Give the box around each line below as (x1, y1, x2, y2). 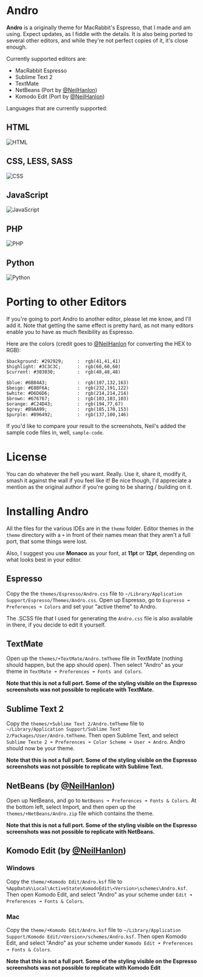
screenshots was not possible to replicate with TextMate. (6, 686, 154, 694)
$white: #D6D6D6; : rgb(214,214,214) (6, 390, 129, 396)
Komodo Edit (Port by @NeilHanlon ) (15, 93, 105, 100)
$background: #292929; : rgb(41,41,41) (6, 358, 121, 364)
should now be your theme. (6, 745, 75, 752)
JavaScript (6, 190, 49, 200)
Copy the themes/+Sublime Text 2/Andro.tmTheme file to (6, 720, 145, 727)
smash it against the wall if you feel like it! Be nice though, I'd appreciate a (6, 477, 191, 484)
